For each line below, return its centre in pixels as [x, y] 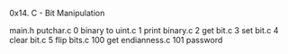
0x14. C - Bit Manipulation [57, 13]
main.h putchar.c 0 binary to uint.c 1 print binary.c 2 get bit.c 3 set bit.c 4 [144, 30]
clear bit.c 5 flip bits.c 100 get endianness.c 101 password [116, 40]
